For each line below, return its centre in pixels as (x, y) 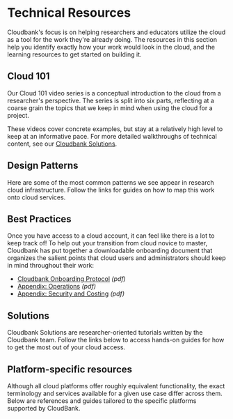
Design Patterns (43, 166)
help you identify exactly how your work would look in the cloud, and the (111, 47)
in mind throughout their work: (51, 266)
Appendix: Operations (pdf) (56, 287)
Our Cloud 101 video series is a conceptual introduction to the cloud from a (114, 93)
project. (18, 115)
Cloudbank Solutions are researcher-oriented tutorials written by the (105, 333)
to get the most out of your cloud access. (66, 347)
